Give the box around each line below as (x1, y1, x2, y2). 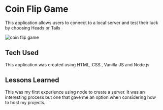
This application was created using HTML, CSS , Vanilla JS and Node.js (5, 61, 150, 67)
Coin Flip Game (5, 3, 68, 15)
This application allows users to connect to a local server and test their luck (5, 20, 159, 26)
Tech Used (5, 49, 39, 57)
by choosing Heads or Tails (5, 25, 61, 30)
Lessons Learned (5, 76, 59, 84)
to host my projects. (5, 99, 46, 105)
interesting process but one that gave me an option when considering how (5, 94, 156, 100)
